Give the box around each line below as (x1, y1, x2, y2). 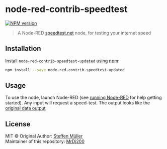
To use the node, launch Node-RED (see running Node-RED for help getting (5, 94, 162, 101)
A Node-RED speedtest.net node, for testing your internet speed (17, 30, 151, 36)
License (5, 119, 31, 128)
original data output (5, 105, 46, 111)
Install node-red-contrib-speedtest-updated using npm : (5, 58, 120, 64)
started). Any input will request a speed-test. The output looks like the (5, 100, 150, 106)
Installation (5, 44, 41, 53)
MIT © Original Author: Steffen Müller (5, 133, 83, 139)
